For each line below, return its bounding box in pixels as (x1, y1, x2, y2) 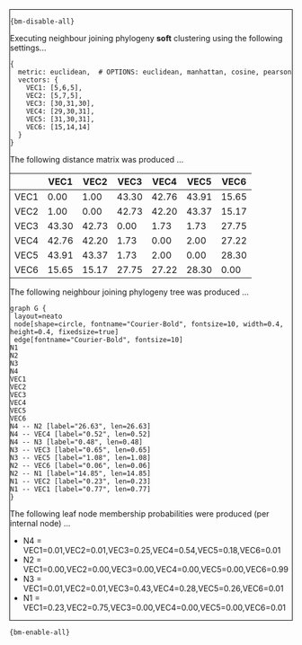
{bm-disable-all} (10, 17, 75, 26)
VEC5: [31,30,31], (25, 115, 95, 124)
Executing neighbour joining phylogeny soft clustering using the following (10, 33, 283, 43)
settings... (10, 42, 47, 53)
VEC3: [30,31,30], (25, 99, 95, 108)
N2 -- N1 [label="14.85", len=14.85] (10, 469, 151, 478)
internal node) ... (10, 518, 71, 528)
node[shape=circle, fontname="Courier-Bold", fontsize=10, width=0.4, (13, 320, 284, 329)
